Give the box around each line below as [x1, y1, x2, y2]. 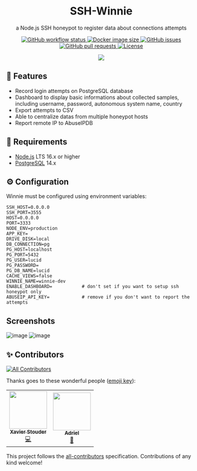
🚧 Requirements [6, 137, 67, 147]
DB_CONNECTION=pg [6, 242, 50, 248]
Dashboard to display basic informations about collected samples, [14, 94, 180, 101]
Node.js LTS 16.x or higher [14, 153, 80, 160]
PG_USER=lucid [6, 257, 42, 263]
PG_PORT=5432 [6, 252, 39, 258]
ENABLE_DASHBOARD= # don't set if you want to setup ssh [6, 284, 180, 290]
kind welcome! [6, 459, 43, 466]
